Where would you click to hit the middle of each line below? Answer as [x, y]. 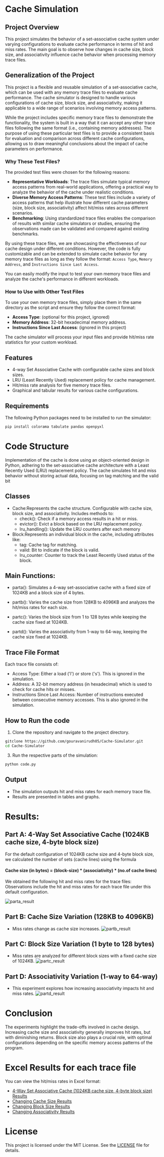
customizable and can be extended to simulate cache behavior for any [76, 254]
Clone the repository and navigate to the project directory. [71, 732]
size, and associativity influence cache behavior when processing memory [80, 55]
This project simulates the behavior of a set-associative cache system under [82, 39]
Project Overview [32, 27]
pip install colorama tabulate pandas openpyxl [55, 427]
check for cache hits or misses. [44, 689]
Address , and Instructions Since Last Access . [52, 264]
